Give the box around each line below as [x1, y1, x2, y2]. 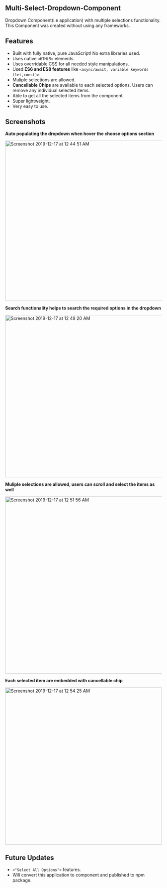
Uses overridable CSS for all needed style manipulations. [12, 61, 129, 67]
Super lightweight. [12, 98, 50, 104]
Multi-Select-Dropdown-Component [5, 4, 121, 12]
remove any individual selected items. [12, 87, 90, 93]
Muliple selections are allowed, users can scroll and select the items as [5, 481, 155, 487]
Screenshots [5, 118, 46, 126]
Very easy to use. [12, 103, 49, 109]
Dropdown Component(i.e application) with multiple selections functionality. [5, 17, 161, 23]
